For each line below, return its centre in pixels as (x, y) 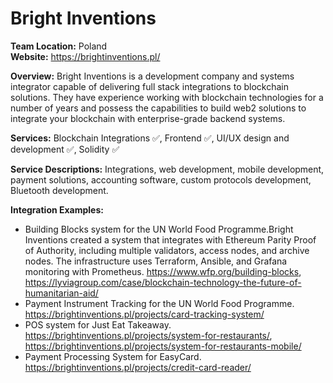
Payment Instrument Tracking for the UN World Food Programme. (159, 303)
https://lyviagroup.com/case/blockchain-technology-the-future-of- (163, 282)
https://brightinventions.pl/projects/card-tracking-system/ (144, 314)
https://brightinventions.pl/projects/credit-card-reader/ (138, 367)
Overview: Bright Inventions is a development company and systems (152, 76)
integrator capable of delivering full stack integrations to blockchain (149, 86)
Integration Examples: (57, 209)
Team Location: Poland (59, 46)
